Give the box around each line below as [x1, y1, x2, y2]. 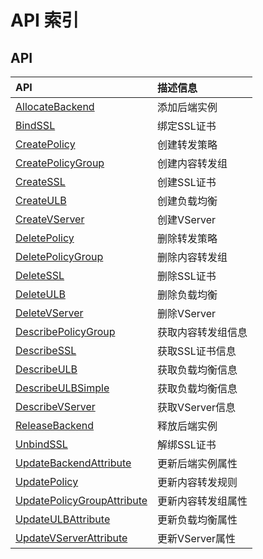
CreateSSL [15, 175, 66, 188]
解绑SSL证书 [157, 438, 217, 451]
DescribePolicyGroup [15, 325, 116, 338]
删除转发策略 [157, 232, 218, 245]
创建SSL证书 [157, 176, 217, 189]
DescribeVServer [15, 400, 96, 413]
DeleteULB [15, 287, 66, 301]
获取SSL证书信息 [157, 344, 237, 358]
